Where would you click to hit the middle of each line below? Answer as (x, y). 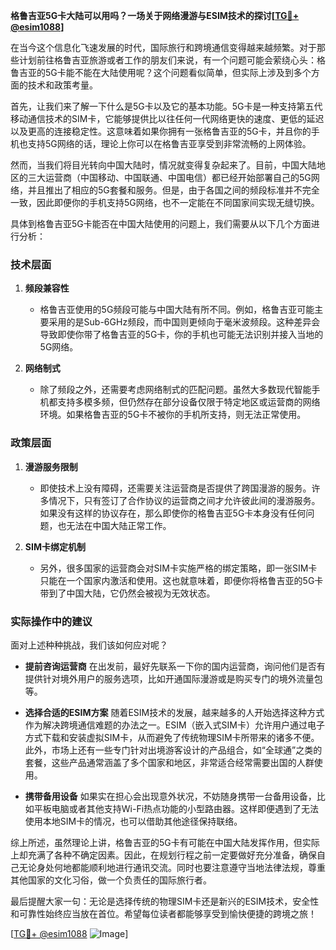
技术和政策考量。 (62, 85)
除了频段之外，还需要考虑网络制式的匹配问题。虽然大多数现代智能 (175, 390)
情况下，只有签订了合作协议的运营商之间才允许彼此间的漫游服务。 (184, 500)
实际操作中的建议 (51, 621)
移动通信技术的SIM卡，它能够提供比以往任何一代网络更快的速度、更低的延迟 (167, 118)
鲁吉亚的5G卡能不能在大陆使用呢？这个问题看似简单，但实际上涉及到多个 (161, 72)
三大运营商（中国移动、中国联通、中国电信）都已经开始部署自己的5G (169, 177)
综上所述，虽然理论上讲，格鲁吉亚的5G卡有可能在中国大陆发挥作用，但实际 (165, 842)
